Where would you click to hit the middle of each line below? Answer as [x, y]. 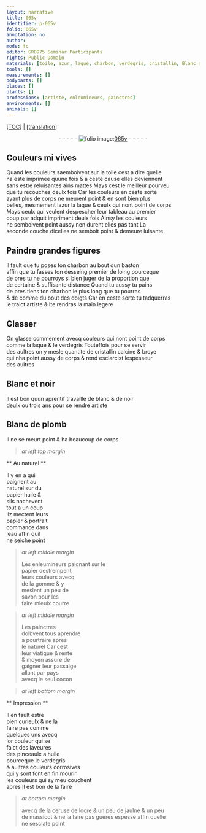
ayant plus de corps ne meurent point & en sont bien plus [79, 199]
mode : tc [17, 47]
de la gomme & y [43, 583]
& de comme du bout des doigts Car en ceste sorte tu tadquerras [89, 298]
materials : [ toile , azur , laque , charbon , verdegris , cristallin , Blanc [101, 63]
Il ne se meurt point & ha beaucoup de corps [63, 439]
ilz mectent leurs [27, 514]
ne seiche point [26, 540]
